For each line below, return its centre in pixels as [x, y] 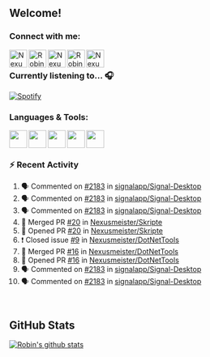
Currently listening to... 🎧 [62, 75]
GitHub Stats [42, 325]
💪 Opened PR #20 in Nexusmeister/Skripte [92, 231]
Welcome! [35, 13]
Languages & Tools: [49, 117]
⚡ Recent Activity [44, 165]
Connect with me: [45, 36]
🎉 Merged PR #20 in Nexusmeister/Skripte [92, 222]
